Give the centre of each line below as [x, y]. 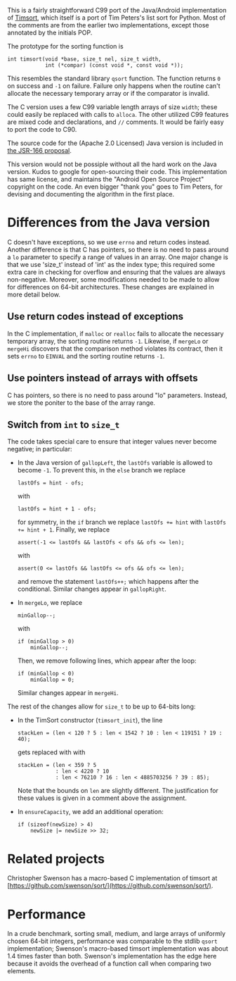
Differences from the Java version [109, 223]
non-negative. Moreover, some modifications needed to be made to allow [113, 279]
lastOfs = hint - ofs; [51, 483]
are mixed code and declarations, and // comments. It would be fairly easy [116, 122]
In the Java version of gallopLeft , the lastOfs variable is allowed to [115, 463]
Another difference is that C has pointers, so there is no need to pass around [118, 249]
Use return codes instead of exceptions [96, 317]
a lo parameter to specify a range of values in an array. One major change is [118, 257]
